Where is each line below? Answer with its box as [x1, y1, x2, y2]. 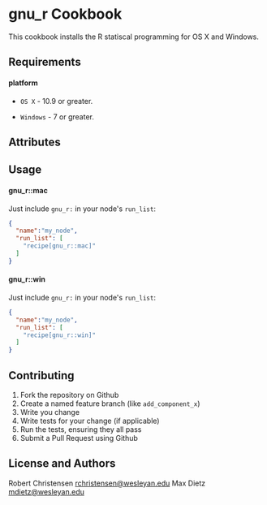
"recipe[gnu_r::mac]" [23, 242, 96, 250]
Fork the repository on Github [19, 391, 119, 400]
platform [8, 78, 38, 88]
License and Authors [8, 456, 116, 471]
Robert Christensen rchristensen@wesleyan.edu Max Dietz [8, 478, 206, 488]
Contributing [8, 369, 75, 382]
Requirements [8, 55, 81, 69]
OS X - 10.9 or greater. [19, 96, 93, 106]
